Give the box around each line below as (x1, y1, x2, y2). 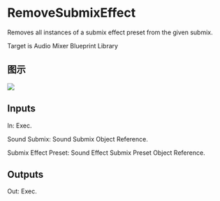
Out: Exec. (7, 187, 37, 195)
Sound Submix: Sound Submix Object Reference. (7, 134, 148, 143)
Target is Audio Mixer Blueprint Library (7, 41, 119, 50)
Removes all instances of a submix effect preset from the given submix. (7, 28, 213, 36)
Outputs (7, 168, 44, 180)
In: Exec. (7, 121, 32, 130)
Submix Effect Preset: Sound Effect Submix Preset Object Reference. (7, 148, 205, 157)
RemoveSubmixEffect (7, 5, 136, 21)
